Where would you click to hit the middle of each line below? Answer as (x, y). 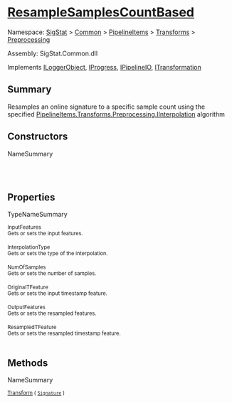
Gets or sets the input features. (45, 234)
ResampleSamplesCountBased (101, 12)
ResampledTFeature (32, 328)
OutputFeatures (27, 307)
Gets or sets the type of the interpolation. (58, 254)
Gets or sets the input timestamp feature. (58, 294)
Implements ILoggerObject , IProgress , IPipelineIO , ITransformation (104, 67)
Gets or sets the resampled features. (52, 313)
